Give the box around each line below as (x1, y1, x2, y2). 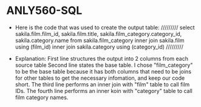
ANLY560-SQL (6, 4, 83, 18)
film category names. (15, 94, 69, 101)
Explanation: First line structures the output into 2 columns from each (15, 55, 188, 62)
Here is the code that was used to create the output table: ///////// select (15, 24, 196, 31)
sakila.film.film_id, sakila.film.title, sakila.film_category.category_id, (15, 30, 182, 37)
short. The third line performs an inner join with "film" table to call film (15, 80, 190, 88)
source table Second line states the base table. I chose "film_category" (15, 61, 193, 69)
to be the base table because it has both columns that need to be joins (15, 67, 192, 75)
